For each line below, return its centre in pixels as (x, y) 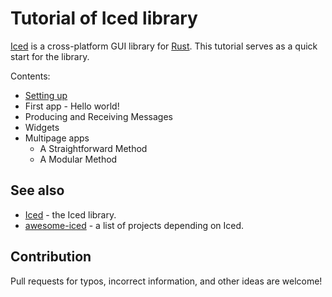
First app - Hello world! (72, 106)
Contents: (30, 76)
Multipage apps (57, 138)
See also (37, 190)
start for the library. (50, 56)
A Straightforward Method (93, 148)
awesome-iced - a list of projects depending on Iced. (134, 225)
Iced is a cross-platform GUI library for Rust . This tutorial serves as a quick (164, 46)
